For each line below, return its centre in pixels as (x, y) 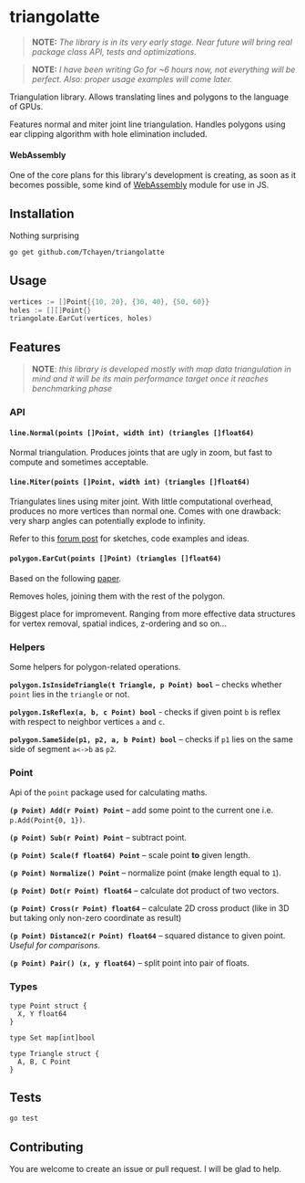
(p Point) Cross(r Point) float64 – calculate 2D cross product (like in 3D (149, 908)
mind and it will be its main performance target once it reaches (150, 379)
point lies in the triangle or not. (70, 694)
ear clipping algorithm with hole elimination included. (108, 133)
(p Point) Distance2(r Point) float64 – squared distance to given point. (147, 936)
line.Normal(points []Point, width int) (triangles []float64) (132, 433)
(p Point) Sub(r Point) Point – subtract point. (98, 838)
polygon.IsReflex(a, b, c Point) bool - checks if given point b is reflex (145, 712)
